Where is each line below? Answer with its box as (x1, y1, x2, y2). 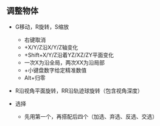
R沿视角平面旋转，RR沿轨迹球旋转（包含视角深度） (15, 87, 143, 94)
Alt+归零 (24, 74, 46, 81)
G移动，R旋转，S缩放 (15, 23, 69, 30)
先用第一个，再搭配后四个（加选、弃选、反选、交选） (24, 113, 158, 120)
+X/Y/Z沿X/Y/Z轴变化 (24, 43, 78, 51)
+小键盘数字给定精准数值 (24, 66, 87, 74)
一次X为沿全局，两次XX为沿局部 (24, 58, 105, 66)
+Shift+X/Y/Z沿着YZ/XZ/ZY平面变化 (24, 51, 114, 58)
